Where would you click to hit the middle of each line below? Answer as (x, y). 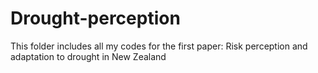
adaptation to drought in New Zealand (88, 56)
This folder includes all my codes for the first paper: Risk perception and (159, 46)
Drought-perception (95, 18)
